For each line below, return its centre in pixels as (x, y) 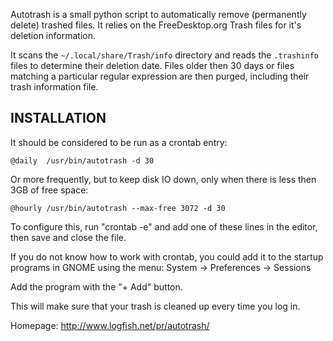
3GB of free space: (49, 190)
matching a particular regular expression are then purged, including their (160, 76)
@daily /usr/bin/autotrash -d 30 (82, 160)
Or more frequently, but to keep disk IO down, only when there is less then (163, 179)
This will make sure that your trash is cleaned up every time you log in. (155, 306)
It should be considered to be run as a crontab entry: (119, 142)
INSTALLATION (58, 118)
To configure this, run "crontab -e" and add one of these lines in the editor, (164, 226)
